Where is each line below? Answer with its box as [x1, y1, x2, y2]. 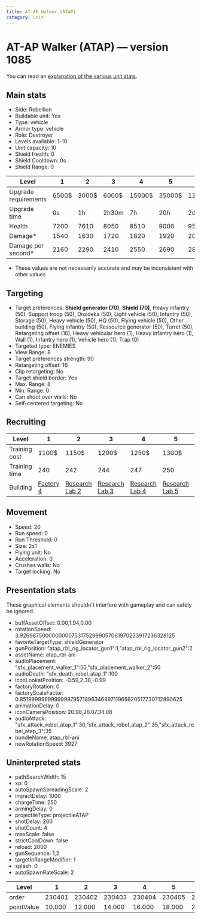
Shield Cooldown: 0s [14, 157, 66, 164]
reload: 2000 [14, 843, 47, 851]
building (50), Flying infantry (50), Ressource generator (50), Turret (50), [14, 323, 194, 330]
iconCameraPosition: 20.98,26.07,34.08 [14, 708, 112, 715]
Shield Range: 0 [14, 163, 54, 171]
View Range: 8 [14, 349, 51, 356]
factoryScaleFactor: [14, 689, 64, 696]
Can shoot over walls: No [14, 393, 77, 400]
